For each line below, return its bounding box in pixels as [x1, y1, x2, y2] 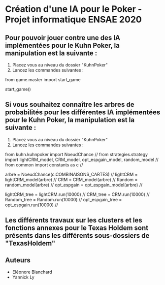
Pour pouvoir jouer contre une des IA [5, 33, 121, 42]
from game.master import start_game [5, 77, 81, 82]
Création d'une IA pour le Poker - [5, 3, 142, 15]
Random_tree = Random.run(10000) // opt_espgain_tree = [5, 196, 122, 202]
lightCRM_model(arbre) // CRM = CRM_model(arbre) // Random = [5, 176, 138, 183]
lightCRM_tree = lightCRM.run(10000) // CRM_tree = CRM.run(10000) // [5, 191, 150, 197]
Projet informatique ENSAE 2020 [5, 14, 142, 25]
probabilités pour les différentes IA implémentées [5, 108, 161, 117]
